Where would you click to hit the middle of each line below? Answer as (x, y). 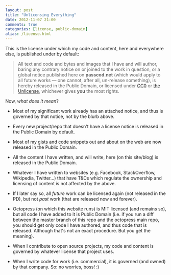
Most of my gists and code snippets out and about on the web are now (87, 142)
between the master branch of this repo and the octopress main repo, (86, 220)
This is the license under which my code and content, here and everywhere (85, 48)
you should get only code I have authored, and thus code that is (80, 225)
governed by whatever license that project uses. (63, 251)
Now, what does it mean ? (32, 101)
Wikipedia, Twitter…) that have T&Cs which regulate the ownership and (87, 178)
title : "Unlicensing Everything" (41, 15)
